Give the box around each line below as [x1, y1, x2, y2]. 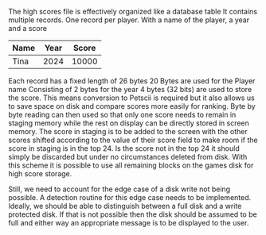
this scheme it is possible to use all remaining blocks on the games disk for [8, 160, 254, 170]
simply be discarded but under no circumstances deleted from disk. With [8, 152, 248, 161]
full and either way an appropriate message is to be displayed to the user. [8, 218, 249, 227]
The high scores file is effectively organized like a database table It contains [8, 7, 257, 16]
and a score [8, 24, 48, 33]
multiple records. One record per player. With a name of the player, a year [8, 15, 249, 25]
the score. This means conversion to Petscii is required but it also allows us [8, 93, 255, 102]
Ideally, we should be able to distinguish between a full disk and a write [8, 202, 242, 210]
